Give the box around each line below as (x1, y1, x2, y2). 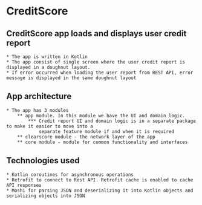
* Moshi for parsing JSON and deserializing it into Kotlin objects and (6, 187, 194, 194)
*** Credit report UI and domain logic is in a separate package (28, 118, 197, 124)
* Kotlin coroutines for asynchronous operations (6, 171, 134, 178)
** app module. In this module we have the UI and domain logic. (17, 112, 186, 119)
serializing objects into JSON (6, 192, 85, 199)
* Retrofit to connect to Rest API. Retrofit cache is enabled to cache (6, 177, 194, 183)
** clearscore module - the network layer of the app (17, 134, 155, 140)
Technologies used (6, 155, 80, 166)
